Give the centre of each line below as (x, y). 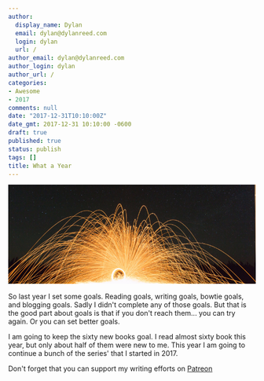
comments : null (33, 108)
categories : (27, 82)
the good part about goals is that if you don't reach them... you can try (122, 313)
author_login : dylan (42, 67)
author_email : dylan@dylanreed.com (66, 58)
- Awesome (24, 91)
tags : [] (22, 157)
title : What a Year (40, 166)
